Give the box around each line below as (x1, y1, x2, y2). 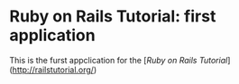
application (9, 25, 97, 46)
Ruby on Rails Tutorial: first (9, 6, 216, 27)
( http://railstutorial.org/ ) (9, 64, 97, 75)
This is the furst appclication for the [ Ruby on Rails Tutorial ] (9, 55, 231, 65)
